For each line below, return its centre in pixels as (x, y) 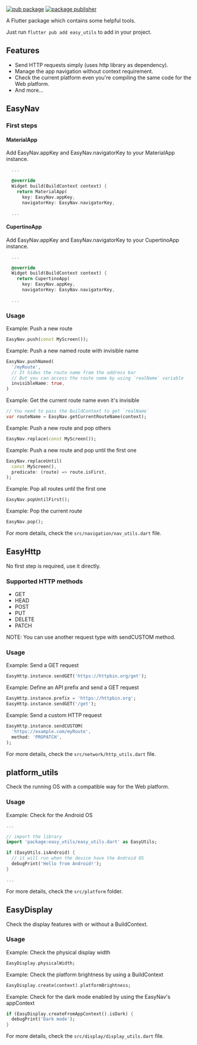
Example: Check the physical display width (58, 952)
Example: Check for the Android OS (49, 815)
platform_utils (32, 772)
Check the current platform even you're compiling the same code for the (103, 78)
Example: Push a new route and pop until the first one (72, 450)
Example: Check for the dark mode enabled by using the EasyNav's (88, 996)
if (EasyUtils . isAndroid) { (41, 853)
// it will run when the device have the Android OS (78, 858)
